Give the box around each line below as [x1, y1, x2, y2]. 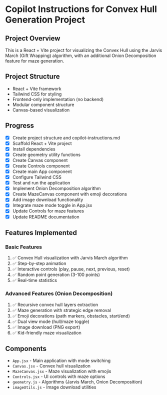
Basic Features [5, 243, 42, 250]
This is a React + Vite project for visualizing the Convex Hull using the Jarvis [5, 47, 162, 53]
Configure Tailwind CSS [12, 174, 61, 180]
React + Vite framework [12, 85, 61, 91]
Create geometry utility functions [12, 151, 81, 157]
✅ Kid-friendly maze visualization [12, 329, 81, 335]
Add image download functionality [12, 196, 83, 203]
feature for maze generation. [5, 58, 64, 63]
